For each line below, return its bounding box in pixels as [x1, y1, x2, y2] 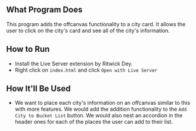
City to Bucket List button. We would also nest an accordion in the [14, 112, 183, 119]
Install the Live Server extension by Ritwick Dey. [14, 60, 133, 67]
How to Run [6, 44, 50, 54]
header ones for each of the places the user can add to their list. [14, 118, 173, 126]
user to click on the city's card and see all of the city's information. [6, 27, 170, 34]
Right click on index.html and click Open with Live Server [14, 66, 158, 73]
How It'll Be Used [6, 83, 71, 94]
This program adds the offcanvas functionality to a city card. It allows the [6, 20, 186, 27]
